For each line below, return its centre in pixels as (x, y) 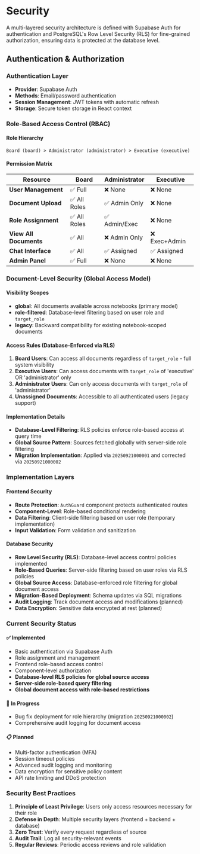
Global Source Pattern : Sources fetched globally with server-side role (101, 443)
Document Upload (35, 203)
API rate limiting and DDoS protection (60, 778)
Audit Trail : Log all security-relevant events (68, 838)
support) (26, 403)
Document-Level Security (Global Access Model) (79, 278)
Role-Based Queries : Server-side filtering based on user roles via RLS (101, 570)
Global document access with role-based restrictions (82, 690)
